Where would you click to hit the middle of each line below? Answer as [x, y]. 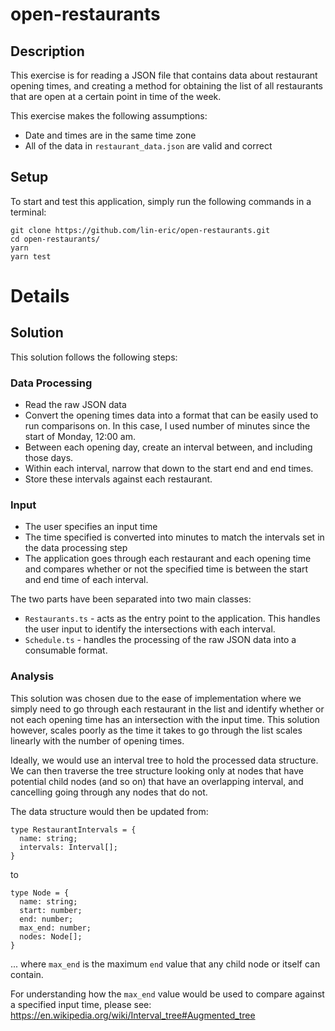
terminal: [28, 212]
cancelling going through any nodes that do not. [109, 792]
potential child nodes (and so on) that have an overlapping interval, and [157, 781]
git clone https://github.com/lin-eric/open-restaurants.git [140, 230]
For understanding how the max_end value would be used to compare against [167, 994]
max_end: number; [55, 928]
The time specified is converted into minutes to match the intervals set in [174, 537]
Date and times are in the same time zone [110, 135]
